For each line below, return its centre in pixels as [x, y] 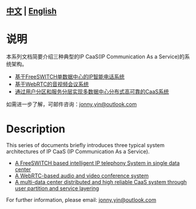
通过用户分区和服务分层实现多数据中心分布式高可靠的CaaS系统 [92, 92]
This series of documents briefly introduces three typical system [85, 145]
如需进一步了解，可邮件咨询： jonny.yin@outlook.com [71, 104]
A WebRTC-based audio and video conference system [82, 176]
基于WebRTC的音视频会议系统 [52, 84]
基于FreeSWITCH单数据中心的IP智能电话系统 [70, 77]
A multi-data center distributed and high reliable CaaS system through [101, 182]
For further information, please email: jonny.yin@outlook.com [81, 200]
